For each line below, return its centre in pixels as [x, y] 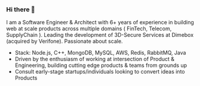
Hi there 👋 [21, 9]
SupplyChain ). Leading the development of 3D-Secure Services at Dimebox [100, 35]
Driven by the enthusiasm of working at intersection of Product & [95, 59]
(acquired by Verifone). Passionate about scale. [65, 42]
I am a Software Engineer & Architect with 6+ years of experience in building [100, 23]
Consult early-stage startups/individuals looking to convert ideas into [100, 72]
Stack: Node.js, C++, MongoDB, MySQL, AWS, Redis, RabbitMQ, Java [100, 53]
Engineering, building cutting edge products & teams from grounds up [101, 65]
